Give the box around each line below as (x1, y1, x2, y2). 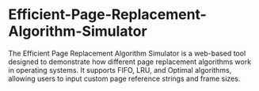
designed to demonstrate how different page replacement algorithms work (8, 57, 252, 66)
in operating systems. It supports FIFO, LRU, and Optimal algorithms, (8, 65, 232, 74)
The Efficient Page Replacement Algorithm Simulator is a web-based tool (8, 48, 246, 58)
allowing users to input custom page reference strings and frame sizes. (8, 74, 241, 83)
